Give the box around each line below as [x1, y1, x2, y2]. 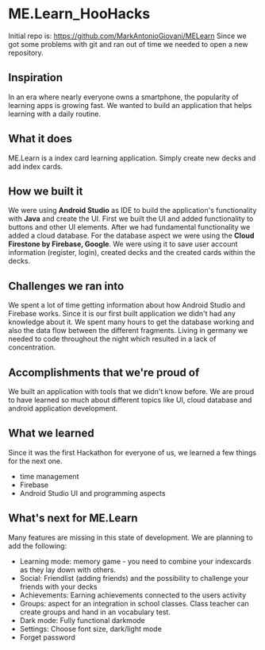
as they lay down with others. [19, 565, 117, 575]
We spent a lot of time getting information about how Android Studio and [8, 300, 246, 310]
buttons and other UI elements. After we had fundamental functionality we [8, 222, 251, 232]
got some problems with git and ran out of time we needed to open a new [8, 39, 248, 48]
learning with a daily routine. [8, 109, 102, 118]
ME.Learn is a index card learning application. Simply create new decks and [8, 153, 256, 163]
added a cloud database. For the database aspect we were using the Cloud [8, 231, 255, 241]
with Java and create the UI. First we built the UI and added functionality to [8, 214, 254, 223]
